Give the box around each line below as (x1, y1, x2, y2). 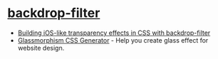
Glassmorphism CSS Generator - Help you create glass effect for (17, 36, 209, 44)
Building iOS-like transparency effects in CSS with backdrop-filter (17, 28, 211, 37)
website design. (17, 43, 65, 52)
